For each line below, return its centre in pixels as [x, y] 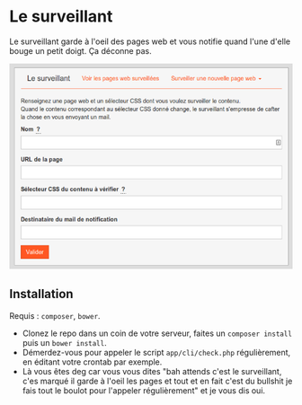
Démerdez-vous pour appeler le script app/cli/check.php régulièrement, [156, 352]
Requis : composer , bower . [55, 315]
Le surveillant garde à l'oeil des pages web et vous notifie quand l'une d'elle [150, 41]
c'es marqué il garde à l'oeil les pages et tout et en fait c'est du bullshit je [157, 381]
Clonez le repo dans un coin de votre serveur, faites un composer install [157, 333]
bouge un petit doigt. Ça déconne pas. [80, 50]
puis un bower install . [64, 342]
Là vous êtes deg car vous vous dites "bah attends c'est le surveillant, [152, 371]
